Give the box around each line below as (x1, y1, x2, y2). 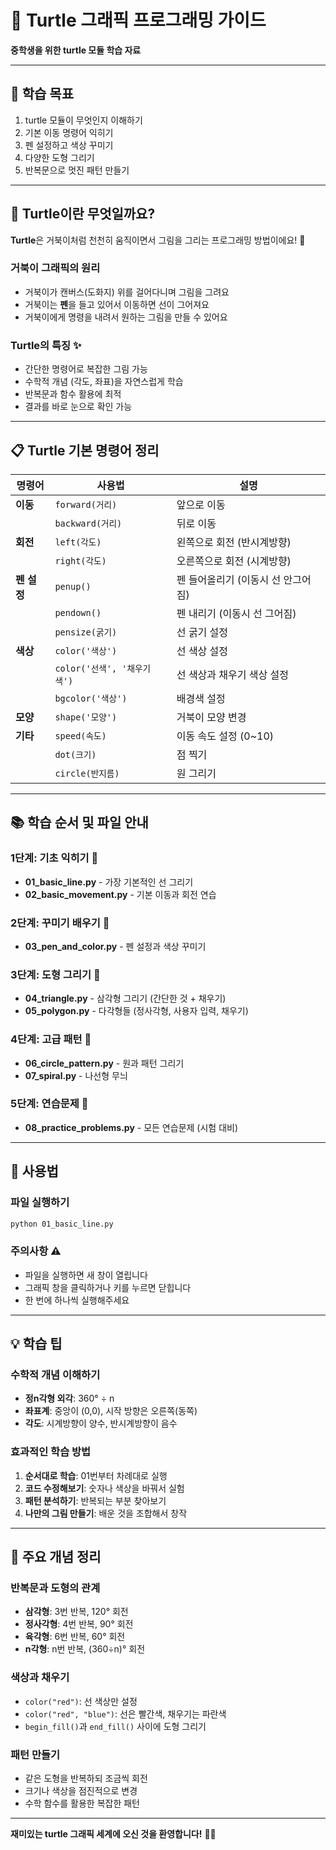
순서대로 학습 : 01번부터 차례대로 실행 (24, 1469, 168, 1481)
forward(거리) (54, 499, 118, 510)
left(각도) (54, 536, 102, 548)
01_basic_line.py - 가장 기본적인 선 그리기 (24, 876, 194, 888)
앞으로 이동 (176, 497, 226, 511)
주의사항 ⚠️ (10, 1244, 62, 1258)
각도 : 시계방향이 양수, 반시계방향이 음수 (24, 1417, 178, 1430)
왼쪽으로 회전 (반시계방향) (176, 535, 292, 549)
